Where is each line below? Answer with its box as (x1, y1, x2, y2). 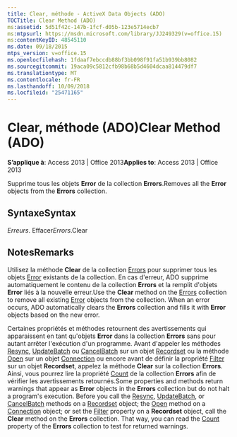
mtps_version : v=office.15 (7, 50, 87, 57)
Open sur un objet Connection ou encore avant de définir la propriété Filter (7, 354, 224, 363)
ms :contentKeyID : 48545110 (7, 37, 87, 44)
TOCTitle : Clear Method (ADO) (7, 17, 97, 24)
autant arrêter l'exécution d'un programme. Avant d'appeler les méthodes (7, 339, 221, 347)
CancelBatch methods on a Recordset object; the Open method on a (7, 399, 206, 407)
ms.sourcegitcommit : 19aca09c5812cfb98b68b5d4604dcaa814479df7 (7, 63, 197, 70)
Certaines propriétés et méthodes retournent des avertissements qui (7, 324, 207, 332)
